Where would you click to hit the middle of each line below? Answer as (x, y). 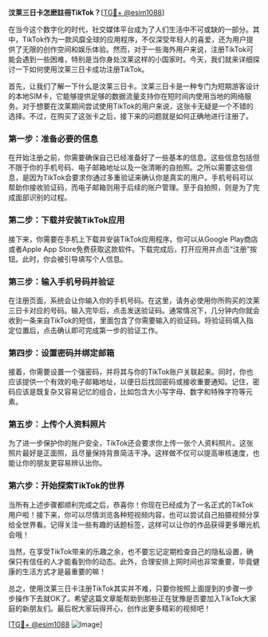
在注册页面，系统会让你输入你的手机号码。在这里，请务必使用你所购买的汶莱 (134, 300)
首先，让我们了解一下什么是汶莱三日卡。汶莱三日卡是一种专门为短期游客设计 (134, 86)
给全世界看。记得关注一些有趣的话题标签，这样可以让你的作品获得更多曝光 (130, 525)
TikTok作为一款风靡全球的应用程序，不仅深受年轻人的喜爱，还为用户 (134, 39)
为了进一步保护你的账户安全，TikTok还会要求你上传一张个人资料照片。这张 (131, 443)
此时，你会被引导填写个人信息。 (75, 259)
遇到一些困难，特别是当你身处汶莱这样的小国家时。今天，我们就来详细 (137, 59)
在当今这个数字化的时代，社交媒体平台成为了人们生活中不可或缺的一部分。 (130, 29)
